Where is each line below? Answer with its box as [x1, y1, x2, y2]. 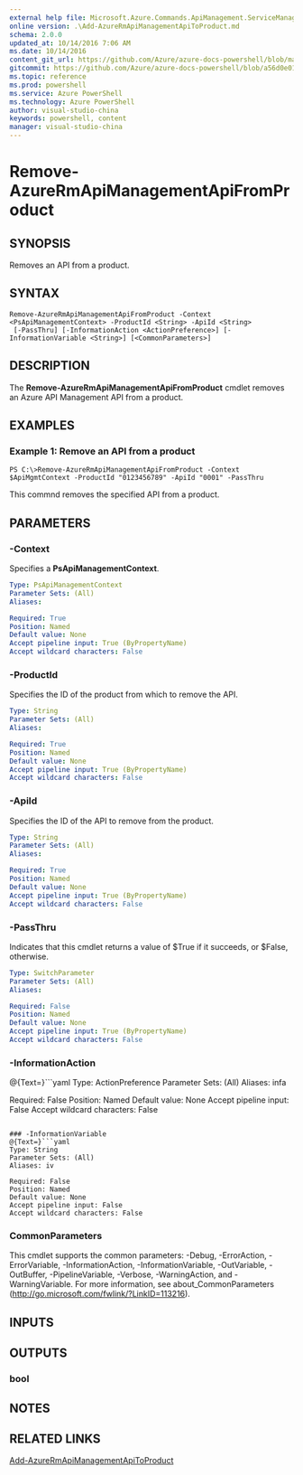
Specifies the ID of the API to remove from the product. [9, 815, 214, 826]
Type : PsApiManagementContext [9, 580, 124, 589]
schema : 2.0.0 [9, 30, 63, 39]
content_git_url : [9, 55, 75, 64]
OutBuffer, [9, 1269, 48, 1280]
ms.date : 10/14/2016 [9, 47, 87, 56]
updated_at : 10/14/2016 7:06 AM [9, 38, 131, 48]
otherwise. [9, 951, 50, 962]
